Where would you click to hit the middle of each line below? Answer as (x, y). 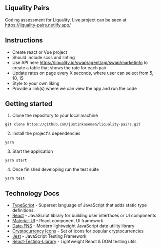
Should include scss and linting (43, 57)
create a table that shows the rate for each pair (59, 67)
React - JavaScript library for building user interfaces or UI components (84, 216)
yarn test (15, 178)
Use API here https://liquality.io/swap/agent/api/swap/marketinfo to (80, 62)
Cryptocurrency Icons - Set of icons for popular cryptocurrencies (78, 231)
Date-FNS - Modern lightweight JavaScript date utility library (73, 226)
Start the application (32, 151)
